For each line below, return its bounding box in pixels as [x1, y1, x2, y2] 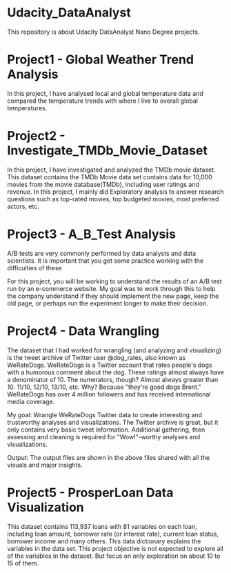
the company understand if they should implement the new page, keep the [7, 292, 219, 300]
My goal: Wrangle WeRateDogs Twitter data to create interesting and [7, 410, 202, 419]
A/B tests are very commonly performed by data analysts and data [7, 249, 197, 257]
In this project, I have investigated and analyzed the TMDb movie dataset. [7, 165, 216, 174]
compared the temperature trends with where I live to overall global [7, 97, 199, 105]
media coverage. [7, 397, 55, 405]
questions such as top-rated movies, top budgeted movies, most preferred [7, 194, 219, 203]
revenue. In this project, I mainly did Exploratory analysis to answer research [7, 188, 224, 196]
